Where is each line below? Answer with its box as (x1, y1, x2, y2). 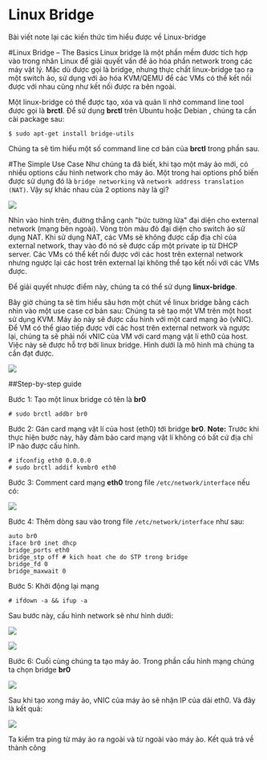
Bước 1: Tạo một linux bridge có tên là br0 (8, 394, 147, 404)
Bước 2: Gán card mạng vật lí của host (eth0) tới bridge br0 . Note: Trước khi (8, 424, 259, 433)
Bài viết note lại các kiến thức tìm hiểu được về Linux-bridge (8, 32, 207, 42)
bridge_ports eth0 (8, 546, 70, 554)
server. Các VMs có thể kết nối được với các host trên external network (8, 249, 244, 259)
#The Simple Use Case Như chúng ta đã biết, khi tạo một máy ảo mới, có (8, 159, 249, 169)
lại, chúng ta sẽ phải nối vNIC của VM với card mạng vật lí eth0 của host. (8, 331, 249, 341)
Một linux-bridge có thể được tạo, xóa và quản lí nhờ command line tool (8, 97, 245, 107)
